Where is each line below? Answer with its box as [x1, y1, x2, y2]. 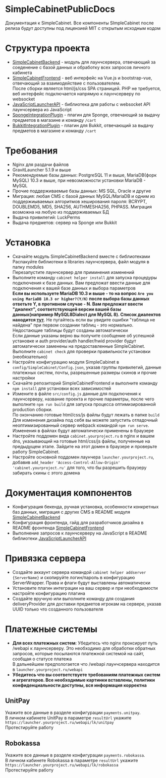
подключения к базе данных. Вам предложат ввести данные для [12, 280, 151, 286]
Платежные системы [5, 623, 98, 634]
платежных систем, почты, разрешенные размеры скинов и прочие [12, 369, 157, 376]
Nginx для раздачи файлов [12, 161, 69, 167]
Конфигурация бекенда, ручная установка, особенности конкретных [12, 503, 159, 510]
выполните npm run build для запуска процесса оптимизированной [12, 401, 156, 407]
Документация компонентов [5, 487, 132, 498]
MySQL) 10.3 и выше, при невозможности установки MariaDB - [12, 177, 146, 183]
